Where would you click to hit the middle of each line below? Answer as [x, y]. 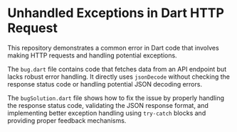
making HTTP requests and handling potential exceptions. [92, 55]
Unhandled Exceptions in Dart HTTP [116, 13]
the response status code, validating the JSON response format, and [108, 105]
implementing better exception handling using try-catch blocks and [107, 113]
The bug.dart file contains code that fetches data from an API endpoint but [117, 69]
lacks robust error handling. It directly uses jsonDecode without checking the [118, 77]
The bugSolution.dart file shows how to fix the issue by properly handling [116, 98]
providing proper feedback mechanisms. [67, 120]
